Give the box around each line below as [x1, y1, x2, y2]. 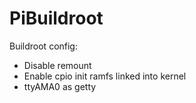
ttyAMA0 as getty [23, 80, 97, 92]
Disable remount [23, 59, 92, 71]
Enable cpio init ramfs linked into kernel [23, 70, 187, 82]
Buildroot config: [9, 40, 78, 52]
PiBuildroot [9, 7, 104, 30]
